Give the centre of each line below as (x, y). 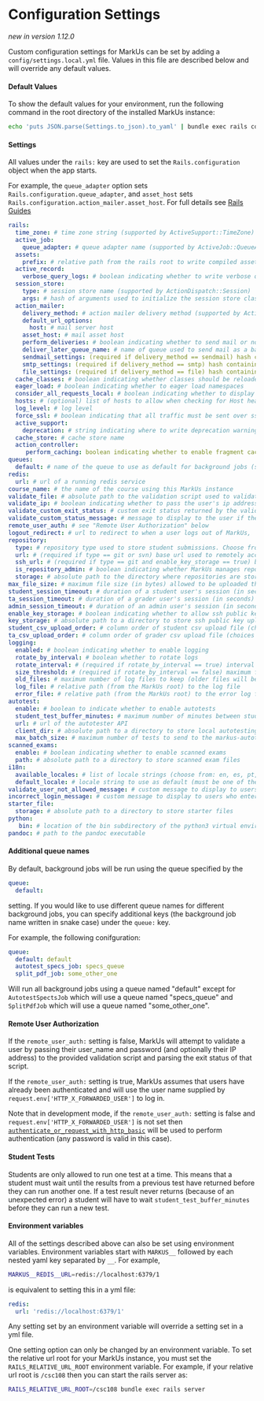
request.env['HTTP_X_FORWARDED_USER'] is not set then (95, 1122)
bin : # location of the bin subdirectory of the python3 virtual (128, 826)
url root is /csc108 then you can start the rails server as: (98, 1375)
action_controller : (47, 445)
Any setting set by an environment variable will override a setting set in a (126, 1326)
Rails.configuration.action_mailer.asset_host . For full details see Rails (126, 203)
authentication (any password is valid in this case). (90, 1139)
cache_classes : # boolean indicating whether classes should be (123, 379)
